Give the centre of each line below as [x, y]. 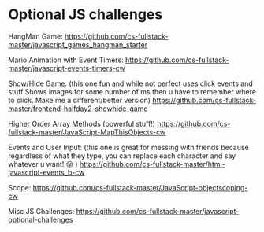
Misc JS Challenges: [41, 211]
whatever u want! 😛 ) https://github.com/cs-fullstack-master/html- [117, 164]
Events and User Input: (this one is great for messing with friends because [129, 147]
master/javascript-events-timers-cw [67, 68]
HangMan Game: [35, 36]
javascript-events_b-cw [46, 172]
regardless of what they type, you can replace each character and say [122, 156]
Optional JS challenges [86, 15]
